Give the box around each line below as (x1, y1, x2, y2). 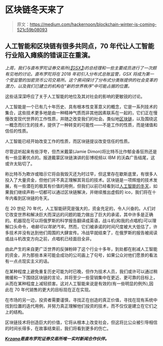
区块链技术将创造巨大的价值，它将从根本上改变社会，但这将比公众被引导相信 (5, 319, 158, 325)
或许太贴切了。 (5, 160, 35, 166)
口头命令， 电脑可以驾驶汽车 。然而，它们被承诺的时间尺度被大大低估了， (9, 223, 153, 229)
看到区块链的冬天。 (13, 195, 52, 201)
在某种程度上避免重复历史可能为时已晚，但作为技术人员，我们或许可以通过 (5, 268, 153, 274)
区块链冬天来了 (5, 4, 65, 16)
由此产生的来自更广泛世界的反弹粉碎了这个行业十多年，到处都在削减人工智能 (5, 246, 158, 252)
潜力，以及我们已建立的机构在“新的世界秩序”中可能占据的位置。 (5, 83, 132, 89)
